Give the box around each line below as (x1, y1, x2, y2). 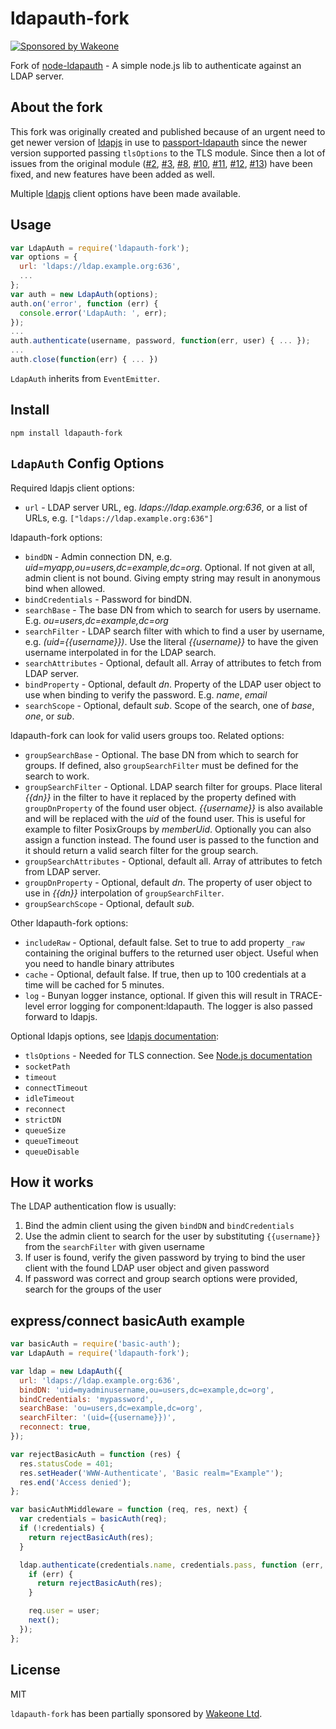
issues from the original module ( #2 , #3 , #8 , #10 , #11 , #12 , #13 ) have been (10, 157, 313, 169)
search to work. (24, 770, 90, 782)
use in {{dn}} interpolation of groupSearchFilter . (24, 887, 225, 899)
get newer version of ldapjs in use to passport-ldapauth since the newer (10, 136, 308, 148)
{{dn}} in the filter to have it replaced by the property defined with (24, 791, 297, 803)
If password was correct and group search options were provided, (24, 1273, 298, 1285)
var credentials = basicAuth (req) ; (19, 1514, 168, 1524)
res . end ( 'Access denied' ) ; (19, 1477, 132, 1487)
